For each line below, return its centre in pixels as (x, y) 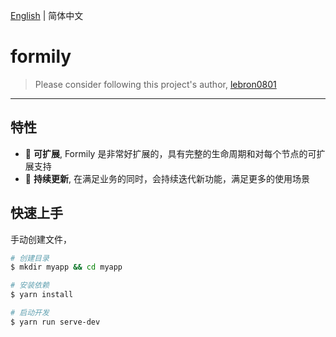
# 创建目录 (30, 258)
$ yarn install (42, 295)
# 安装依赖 (30, 285)
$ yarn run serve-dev (55, 322)
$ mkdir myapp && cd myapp (66, 267)
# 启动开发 (30, 313)
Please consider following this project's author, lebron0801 (155, 84)
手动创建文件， (41, 239)
